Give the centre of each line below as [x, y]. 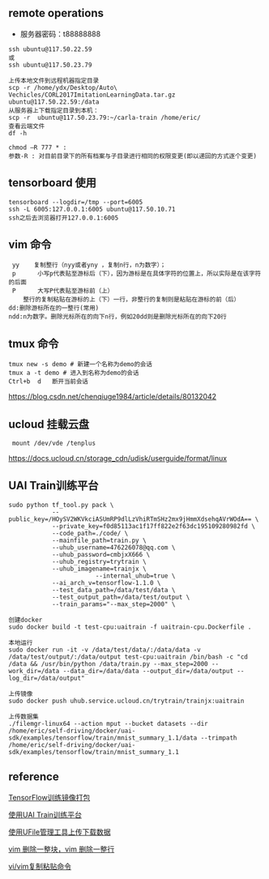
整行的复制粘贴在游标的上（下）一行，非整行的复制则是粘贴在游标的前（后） [132, 300]
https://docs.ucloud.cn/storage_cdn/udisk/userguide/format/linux [118, 459]
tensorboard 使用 [53, 183]
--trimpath [219, 738]
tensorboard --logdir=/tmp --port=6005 [76, 202]
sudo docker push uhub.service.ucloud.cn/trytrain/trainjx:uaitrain [126, 701]
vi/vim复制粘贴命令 [40, 866]
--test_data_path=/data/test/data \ [113, 590]
